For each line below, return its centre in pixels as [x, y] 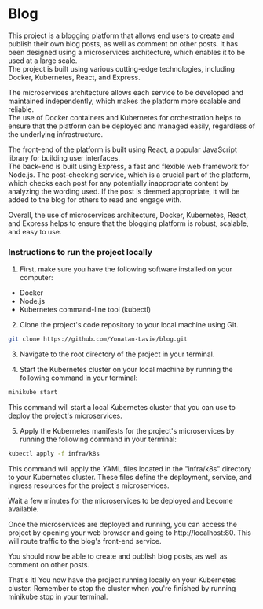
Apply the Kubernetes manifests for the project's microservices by [127, 430]
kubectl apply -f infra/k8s [54, 453]
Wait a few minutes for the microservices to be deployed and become [121, 500]
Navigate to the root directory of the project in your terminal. [117, 354]
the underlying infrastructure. [56, 134]
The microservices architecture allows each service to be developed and [126, 92]
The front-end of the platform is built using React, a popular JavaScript [123, 149]
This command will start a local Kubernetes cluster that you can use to [122, 407]
